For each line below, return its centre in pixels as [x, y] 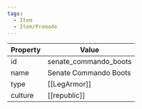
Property [26, 50]
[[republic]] [66, 96]
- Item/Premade [35, 26]
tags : [15, 14]
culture [22, 96]
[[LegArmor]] [70, 84]
